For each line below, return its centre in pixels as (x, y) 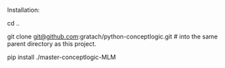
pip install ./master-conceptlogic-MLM (62, 57)
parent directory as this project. (52, 44)
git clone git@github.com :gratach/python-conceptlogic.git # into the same (112, 36)
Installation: (23, 10)
